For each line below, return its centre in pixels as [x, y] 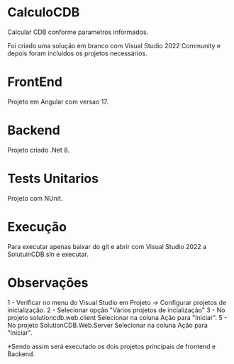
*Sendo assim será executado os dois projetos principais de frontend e [112, 346]
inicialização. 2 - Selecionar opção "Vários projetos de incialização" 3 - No [116, 310]
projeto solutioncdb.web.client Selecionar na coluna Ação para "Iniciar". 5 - [117, 317]
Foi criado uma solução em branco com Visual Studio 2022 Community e [114, 45]
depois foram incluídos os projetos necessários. [77, 53]
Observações [48, 283]
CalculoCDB [44, 12]
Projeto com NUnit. [35, 198]
